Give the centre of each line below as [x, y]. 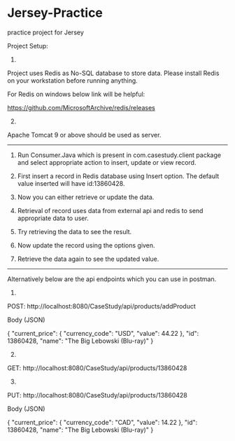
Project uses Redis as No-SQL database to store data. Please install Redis [113, 73]
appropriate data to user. [53, 218]
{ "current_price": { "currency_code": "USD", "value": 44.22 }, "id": [103, 333]
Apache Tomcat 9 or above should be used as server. [84, 135]
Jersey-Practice [55, 13]
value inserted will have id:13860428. [71, 183]
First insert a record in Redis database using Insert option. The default [118, 176]
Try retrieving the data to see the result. [74, 231]
